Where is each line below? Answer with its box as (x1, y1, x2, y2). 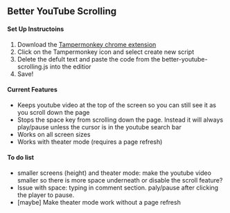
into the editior (49, 62, 91, 71)
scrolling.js (17, 62, 48, 71)
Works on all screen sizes (17, 130, 91, 138)
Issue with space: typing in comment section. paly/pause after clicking (17, 183, 219, 192)
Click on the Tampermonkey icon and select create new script (17, 48, 195, 56)
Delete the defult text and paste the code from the (17, 55, 161, 63)
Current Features (7, 86, 57, 94)
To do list (7, 154, 35, 162)
